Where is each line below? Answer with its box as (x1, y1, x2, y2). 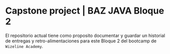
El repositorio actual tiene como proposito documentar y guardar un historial (5, 32, 165, 38)
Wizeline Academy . (5, 43, 43, 49)
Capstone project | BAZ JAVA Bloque (5, 5, 164, 17)
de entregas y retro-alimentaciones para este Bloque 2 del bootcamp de (5, 38, 157, 44)
